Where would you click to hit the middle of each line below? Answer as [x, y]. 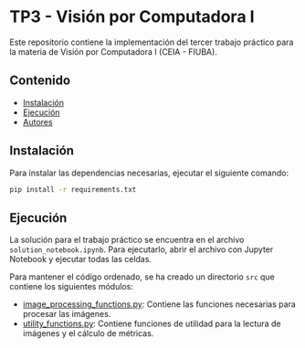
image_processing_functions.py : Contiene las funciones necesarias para [159, 304]
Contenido [40, 81]
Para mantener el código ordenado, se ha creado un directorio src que [142, 277]
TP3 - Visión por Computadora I [132, 17]
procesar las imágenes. [67, 314]
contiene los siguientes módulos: [72, 287]
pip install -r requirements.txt [73, 189]
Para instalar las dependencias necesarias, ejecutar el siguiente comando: [149, 173]
